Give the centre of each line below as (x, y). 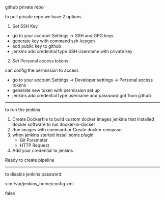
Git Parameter (34, 140)
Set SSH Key (25, 26)
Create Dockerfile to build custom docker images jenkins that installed (83, 119)
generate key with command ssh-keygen (54, 41)
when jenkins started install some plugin (53, 135)
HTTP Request (34, 145)
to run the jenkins (23, 110)
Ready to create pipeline (30, 160)
